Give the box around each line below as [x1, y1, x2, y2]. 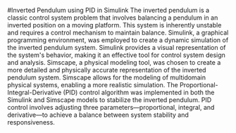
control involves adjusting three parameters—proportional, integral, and [7, 103, 215, 111]
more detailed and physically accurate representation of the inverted [7, 66, 206, 74]
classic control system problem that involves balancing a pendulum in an [7, 13, 218, 22]
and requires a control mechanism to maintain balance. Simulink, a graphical [7, 28, 229, 37]
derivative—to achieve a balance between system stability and [7, 110, 189, 119]
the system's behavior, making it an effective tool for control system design [7, 51, 225, 59]
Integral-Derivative [7, 88, 62, 96]
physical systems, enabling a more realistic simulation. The [7, 81, 178, 89]
